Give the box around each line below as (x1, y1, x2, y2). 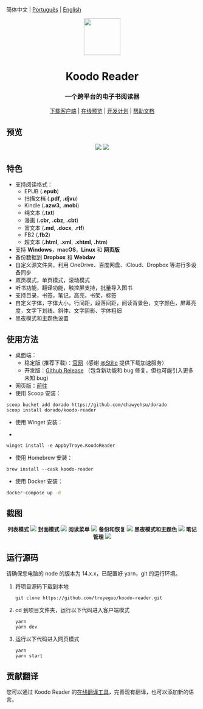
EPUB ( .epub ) (24, 188, 60, 195)
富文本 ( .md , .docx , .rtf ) (24, 224, 85, 232)
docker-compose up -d (6, 490, 61, 496)
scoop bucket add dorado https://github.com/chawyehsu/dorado (6, 402, 167, 408)
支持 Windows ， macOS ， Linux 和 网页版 (15, 246, 120, 254)
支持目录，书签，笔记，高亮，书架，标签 (15, 292, 117, 299)
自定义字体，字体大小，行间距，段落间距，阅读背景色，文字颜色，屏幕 (15, 299, 191, 307)
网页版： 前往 (15, 382, 47, 389)
